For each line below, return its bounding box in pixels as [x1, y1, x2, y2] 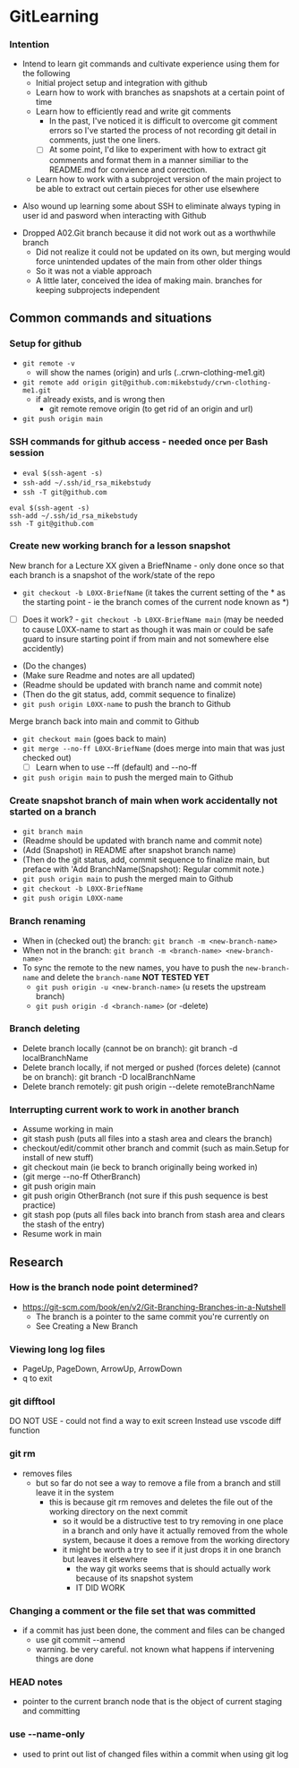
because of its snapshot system [75, 1573, 194, 1583]
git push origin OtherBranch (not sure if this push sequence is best [21, 1190, 269, 1202]
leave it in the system [35, 1487, 115, 1497]
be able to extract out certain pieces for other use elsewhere [35, 183, 260, 194]
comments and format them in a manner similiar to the [48, 154, 249, 165]
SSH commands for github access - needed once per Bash [9, 436, 269, 448]
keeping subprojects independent [35, 284, 160, 295]
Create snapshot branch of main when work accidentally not [9, 794, 278, 806]
